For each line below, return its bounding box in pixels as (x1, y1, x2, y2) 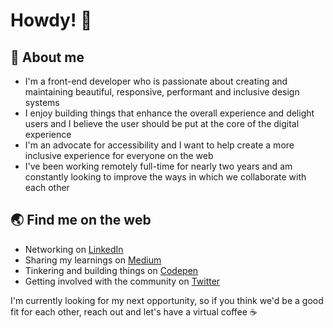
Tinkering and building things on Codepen (24, 264, 199, 276)
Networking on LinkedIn (24, 243, 124, 255)
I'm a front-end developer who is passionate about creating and (24, 75, 288, 87)
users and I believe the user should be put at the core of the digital (24, 118, 300, 129)
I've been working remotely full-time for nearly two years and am (24, 160, 293, 172)
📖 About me (10, 49, 85, 66)
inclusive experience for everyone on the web (24, 150, 214, 161)
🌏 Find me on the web (10, 212, 152, 229)
